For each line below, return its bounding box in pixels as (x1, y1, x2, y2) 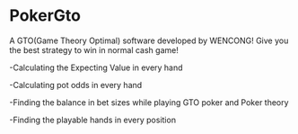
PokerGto (9, 5, 81, 26)
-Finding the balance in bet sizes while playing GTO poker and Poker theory (9, 96, 289, 108)
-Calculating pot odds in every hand (9, 79, 143, 90)
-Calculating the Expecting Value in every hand (9, 62, 183, 73)
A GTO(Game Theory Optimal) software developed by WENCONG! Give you (9, 35, 289, 46)
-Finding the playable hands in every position (9, 114, 177, 125)
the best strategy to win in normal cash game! (9, 44, 180, 55)
